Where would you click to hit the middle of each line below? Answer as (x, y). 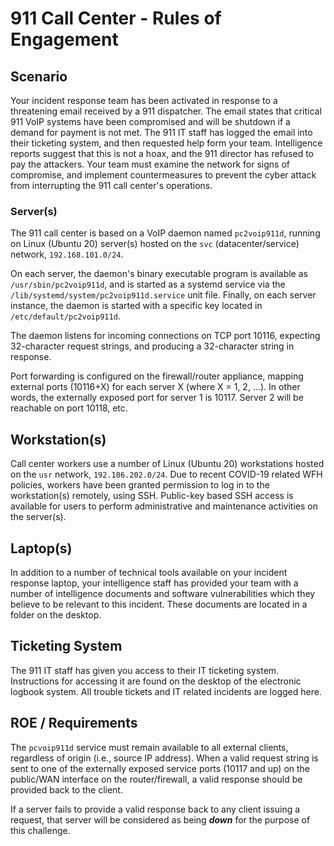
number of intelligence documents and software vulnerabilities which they (163, 593)
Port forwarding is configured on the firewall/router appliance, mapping (157, 376)
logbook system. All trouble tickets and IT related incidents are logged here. (166, 691)
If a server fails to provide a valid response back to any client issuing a (155, 809)
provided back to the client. (66, 789)
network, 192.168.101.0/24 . (67, 254)
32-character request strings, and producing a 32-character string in (152, 346)
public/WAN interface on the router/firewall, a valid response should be (156, 779)
